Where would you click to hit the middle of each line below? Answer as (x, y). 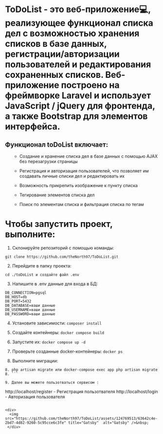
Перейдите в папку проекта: (42, 265)
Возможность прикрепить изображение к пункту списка (78, 185)
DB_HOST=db (16, 297)
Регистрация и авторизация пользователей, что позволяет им (84, 171)
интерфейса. (33, 127)
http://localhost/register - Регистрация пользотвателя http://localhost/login (81, 391)
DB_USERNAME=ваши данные (30, 310)
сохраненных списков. (54, 75)
